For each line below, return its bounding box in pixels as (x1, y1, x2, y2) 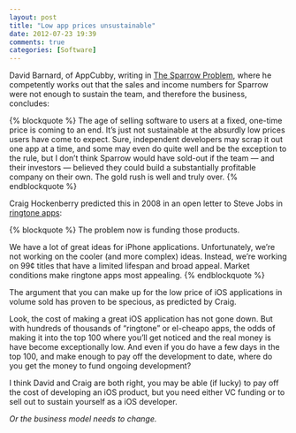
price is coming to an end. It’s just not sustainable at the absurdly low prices (9, 125, 285, 135)
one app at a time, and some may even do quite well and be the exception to (9, 143, 287, 155)
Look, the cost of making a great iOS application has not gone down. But (9, 314, 274, 324)
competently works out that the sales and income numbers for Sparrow (9, 80, 269, 90)
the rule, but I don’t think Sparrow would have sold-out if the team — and (9, 153, 275, 163)
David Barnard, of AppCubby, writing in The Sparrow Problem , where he (9, 70, 272, 80)
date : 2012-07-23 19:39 (9, 29, 97, 38)
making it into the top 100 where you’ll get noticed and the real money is (9, 332, 271, 343)
